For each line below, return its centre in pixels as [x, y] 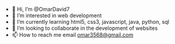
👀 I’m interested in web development [57, 15]
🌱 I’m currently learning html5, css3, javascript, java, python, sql [90, 22]
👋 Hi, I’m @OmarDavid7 [41, 9]
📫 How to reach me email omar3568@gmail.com [73, 35]
